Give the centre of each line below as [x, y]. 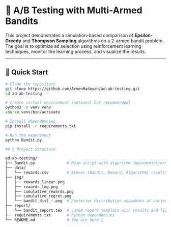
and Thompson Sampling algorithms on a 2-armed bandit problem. [93, 41]
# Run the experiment [28, 135]
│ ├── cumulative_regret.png [38, 196]
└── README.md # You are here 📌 [54, 220]
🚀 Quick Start [27, 73]
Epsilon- [144, 35]
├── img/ [15, 177]
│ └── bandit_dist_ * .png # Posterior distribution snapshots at [78, 201]
